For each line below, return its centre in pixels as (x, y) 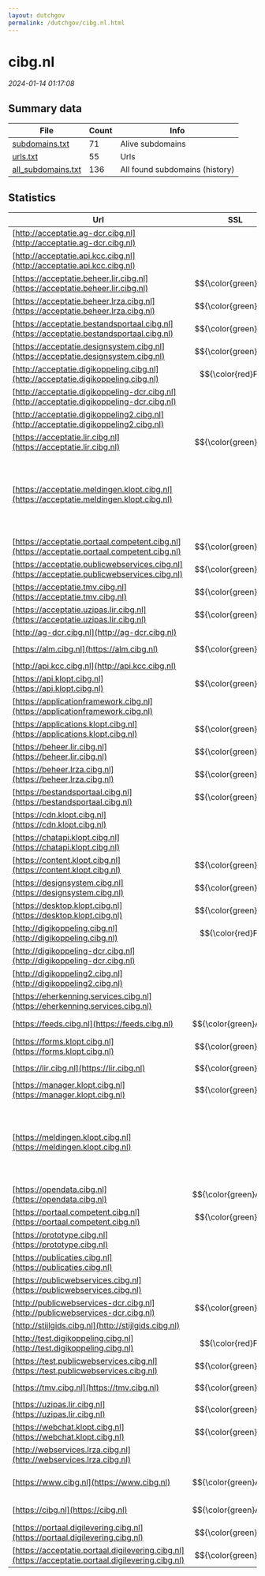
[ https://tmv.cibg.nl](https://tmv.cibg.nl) (86, 1387)
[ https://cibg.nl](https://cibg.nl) (70, 1510)
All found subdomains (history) (177, 170)
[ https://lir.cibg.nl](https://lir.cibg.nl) (79, 1068)
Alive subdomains (153, 144)
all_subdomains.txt (47, 170)
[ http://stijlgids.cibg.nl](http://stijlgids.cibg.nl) (96, 1326)
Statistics (32, 198)
